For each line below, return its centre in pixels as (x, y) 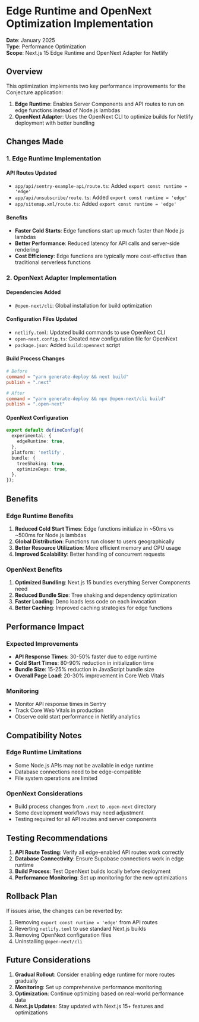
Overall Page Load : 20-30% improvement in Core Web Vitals (89, 676)
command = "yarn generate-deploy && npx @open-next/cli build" (86, 399)
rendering (27, 250)
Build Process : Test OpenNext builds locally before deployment (93, 871)
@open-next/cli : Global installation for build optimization (83, 305)
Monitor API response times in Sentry (60, 704)
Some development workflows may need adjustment (79, 813)
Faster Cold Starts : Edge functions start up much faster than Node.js (99, 231)
